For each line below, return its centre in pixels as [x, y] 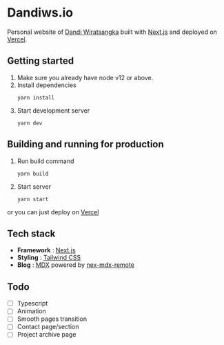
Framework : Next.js [46, 250]
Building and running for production [85, 144]
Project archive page [47, 335]
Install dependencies [47, 85]
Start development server [53, 110]
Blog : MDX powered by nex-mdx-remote [75, 265]
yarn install [36, 97]
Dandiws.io [40, 13]
